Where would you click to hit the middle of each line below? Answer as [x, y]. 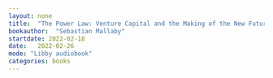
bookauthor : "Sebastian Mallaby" [67, 31]
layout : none [30, 16]
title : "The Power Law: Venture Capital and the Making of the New [127, 24]
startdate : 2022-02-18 [47, 39]
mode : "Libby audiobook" [50, 54]
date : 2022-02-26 [41, 46]
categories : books [39, 62]
